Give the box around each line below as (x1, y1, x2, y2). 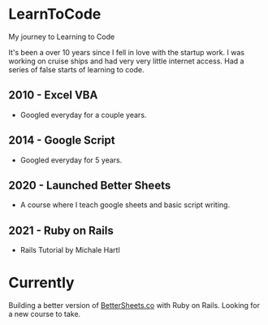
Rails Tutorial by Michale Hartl (19, 245, 120, 255)
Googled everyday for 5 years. (19, 155, 123, 165)
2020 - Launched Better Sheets (8, 178, 171, 192)
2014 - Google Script (8, 133, 115, 147)
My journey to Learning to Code (8, 32, 115, 41)
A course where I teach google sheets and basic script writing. (19, 200, 230, 210)
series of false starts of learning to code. (8, 64, 145, 74)
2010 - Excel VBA (8, 89, 98, 102)
